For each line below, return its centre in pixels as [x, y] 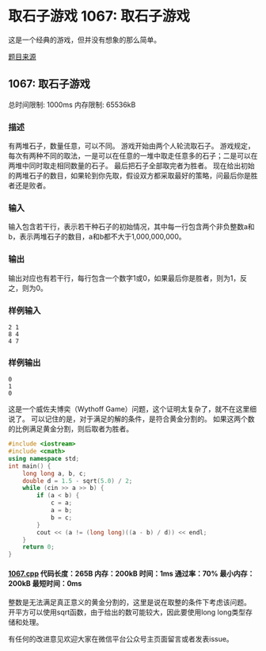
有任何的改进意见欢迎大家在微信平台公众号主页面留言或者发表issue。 [121, 639]
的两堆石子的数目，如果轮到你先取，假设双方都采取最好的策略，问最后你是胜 [133, 176]
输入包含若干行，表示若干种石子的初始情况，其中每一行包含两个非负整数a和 [131, 227]
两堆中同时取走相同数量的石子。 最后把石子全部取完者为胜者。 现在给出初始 [131, 166]
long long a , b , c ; [55, 473]
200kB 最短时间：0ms [45, 583]
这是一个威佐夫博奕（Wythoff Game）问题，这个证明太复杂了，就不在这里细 [133, 409]
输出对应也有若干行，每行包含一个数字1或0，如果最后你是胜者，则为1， [124, 278]
